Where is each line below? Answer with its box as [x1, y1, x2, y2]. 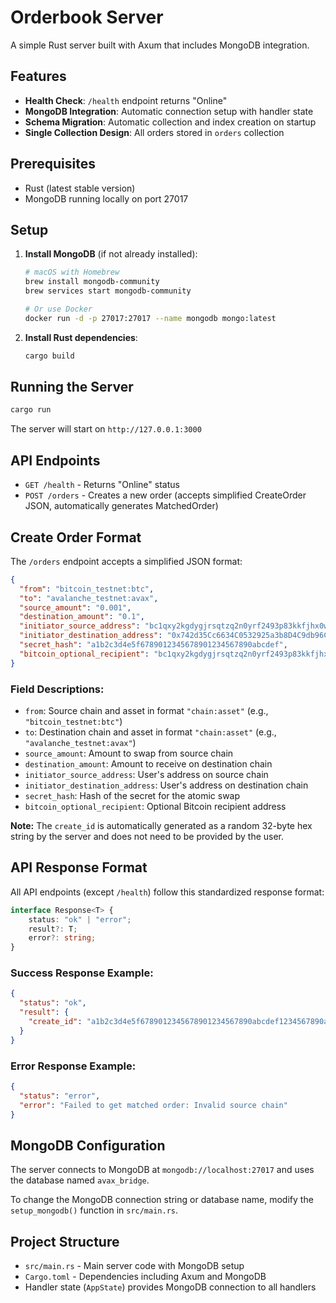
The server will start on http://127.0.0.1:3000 [10, 423, 202, 435]
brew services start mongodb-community [24, 286, 192, 296]
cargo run [10, 405, 52, 415]
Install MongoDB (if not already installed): [24, 248, 198, 260]
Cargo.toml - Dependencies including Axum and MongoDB [24, 1271, 267, 1283]
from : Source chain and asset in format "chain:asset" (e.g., [24, 704, 269, 716]
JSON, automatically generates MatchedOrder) [24, 500, 219, 512]
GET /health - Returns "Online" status [24, 479, 180, 491]
